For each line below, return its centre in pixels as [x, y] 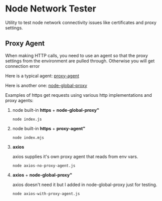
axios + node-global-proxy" [42, 175]
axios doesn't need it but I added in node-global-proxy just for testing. [85, 185]
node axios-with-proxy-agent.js [46, 194]
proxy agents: [19, 100]
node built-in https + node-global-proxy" [56, 110]
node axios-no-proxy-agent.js [44, 166]
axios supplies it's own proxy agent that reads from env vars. [75, 156]
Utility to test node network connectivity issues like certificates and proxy [81, 22]
